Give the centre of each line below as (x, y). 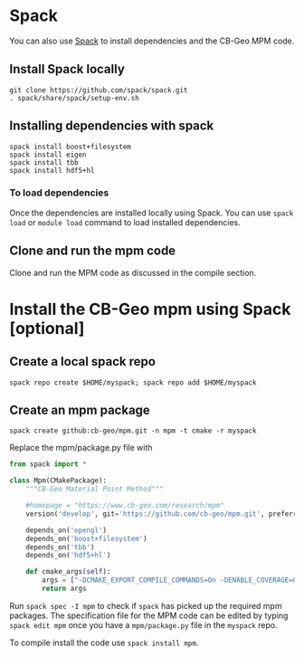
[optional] (47, 328)
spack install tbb (44, 162)
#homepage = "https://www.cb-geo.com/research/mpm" (125, 506)
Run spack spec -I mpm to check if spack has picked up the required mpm (146, 605)
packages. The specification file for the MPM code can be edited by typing (149, 615)
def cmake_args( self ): (68, 572)
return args (65, 589)
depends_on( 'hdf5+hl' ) (68, 556)
